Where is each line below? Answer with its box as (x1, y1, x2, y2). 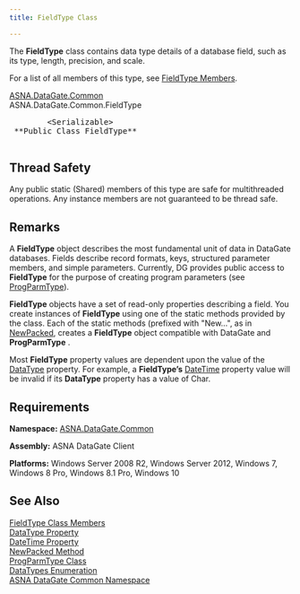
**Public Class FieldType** (13, 126, 137, 135)
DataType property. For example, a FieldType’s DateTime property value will (9, 364, 291, 375)
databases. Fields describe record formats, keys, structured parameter (9, 253, 270, 264)
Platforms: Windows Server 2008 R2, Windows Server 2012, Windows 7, (9, 459, 278, 469)
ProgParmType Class (9, 555, 87, 566)
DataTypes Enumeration (9, 564, 98, 575)
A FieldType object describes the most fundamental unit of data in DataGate (9, 243, 291, 254)
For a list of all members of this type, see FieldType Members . (9, 73, 238, 83)
